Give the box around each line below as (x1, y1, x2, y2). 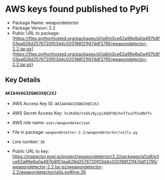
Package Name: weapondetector (12, 20, 79, 26)
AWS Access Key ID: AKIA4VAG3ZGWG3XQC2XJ (12, 100, 99, 106)
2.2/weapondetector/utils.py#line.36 (12, 169, 86, 175)
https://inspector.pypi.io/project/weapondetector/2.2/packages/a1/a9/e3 (12, 153, 160, 159)
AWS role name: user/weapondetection (12, 120, 90, 125)
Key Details (5, 76, 41, 84)
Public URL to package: (12, 30, 60, 36)
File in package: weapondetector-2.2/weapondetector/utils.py (12, 129, 138, 135)
